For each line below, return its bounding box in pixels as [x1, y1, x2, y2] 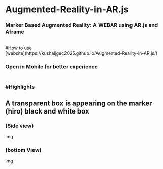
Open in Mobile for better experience [5, 63, 98, 70]
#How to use [5, 45, 32, 51]
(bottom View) [5, 146, 42, 153]
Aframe [5, 28, 24, 35]
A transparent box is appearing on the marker [5, 99, 152, 107]
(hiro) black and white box [5, 107, 90, 116]
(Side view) [5, 122, 34, 129]
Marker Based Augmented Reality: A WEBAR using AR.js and [5, 22, 158, 29]
